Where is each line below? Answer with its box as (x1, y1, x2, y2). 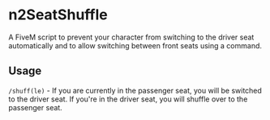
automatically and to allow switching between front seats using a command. (8, 40, 262, 50)
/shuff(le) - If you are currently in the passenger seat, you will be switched (8, 85, 262, 95)
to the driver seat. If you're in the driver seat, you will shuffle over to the (8, 94, 248, 104)
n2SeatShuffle (8, 6, 108, 24)
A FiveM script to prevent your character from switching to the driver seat (8, 32, 255, 42)
